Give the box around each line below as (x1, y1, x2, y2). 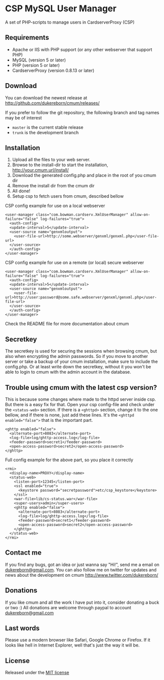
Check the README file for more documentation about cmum (5, 321, 129, 327)
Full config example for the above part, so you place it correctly (5, 457, 134, 463)
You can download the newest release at (5, 94, 87, 101)
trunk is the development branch (12, 129, 79, 135)
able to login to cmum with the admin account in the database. (5, 369, 132, 375)
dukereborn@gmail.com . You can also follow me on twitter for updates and (5, 566, 157, 573)
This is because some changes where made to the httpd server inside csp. (5, 396, 156, 402)
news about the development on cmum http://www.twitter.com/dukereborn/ (5, 572, 159, 578)
